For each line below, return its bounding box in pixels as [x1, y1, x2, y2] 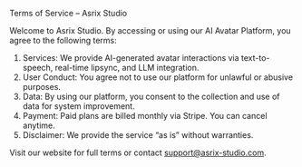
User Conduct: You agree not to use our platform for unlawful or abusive [22, 72, 293, 83]
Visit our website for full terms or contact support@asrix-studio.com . [9, 147, 267, 158]
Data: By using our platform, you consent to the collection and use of [22, 91, 280, 102]
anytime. [22, 120, 56, 131]
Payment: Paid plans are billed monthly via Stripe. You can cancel [22, 111, 268, 121]
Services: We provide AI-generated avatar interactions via [22, 53, 239, 63]
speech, [22, 63, 54, 73]
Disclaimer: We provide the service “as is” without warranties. [22, 130, 254, 140]
